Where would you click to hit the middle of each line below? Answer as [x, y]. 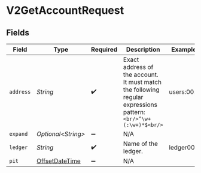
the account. [141, 74]
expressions [140, 105]
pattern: [134, 112]
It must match [142, 82]
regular [133, 97]
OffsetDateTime [59, 161]
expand [19, 134]
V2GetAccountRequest [65, 11]
